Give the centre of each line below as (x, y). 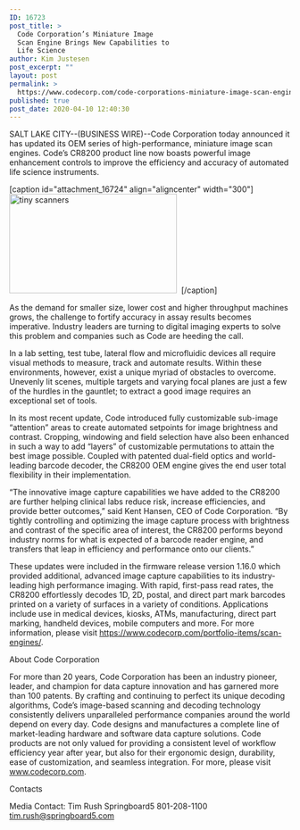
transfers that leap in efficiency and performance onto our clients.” (132, 549)
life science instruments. (54, 172)
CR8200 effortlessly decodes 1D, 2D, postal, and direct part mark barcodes (147, 595)
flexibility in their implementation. (70, 475)
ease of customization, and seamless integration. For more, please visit (140, 762)
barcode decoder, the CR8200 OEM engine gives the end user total (162, 466)
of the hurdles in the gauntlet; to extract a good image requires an (130, 391)
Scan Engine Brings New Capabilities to (93, 42)
